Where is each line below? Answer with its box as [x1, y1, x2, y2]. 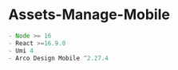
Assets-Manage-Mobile [8, 6, 170, 24]
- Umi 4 [8, 46, 34, 55]
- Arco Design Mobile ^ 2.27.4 [8, 54, 109, 62]
